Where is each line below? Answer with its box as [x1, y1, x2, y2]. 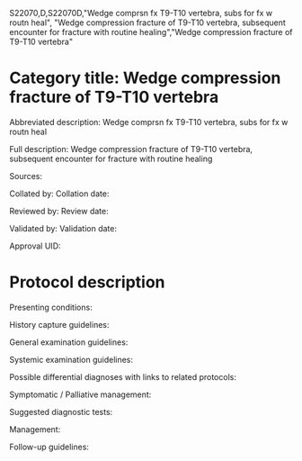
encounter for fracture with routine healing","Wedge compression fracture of [9, 27, 294, 37]
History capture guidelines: [9, 319, 110, 330]
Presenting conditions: [9, 302, 93, 312]
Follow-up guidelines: [9, 441, 90, 452]
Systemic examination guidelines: [9, 354, 133, 365]
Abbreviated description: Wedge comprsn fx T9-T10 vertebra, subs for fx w [9, 116, 289, 127]
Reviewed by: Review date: [9, 205, 110, 216]
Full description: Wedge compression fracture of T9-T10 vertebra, [9, 143, 253, 154]
